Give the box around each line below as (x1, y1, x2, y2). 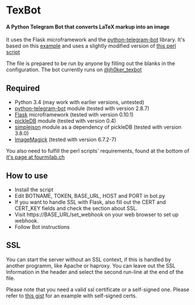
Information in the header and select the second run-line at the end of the (6, 268, 184, 275)
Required (6, 83, 40, 93)
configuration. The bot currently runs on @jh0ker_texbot (6, 66, 142, 73)
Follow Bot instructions (14, 224, 70, 231)
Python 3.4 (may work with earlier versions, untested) (14, 99, 145, 106)
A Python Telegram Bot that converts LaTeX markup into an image (6, 23, 170, 30)
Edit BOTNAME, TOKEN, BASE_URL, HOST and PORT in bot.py (14, 193, 166, 200)
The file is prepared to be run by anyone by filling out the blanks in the (6, 60, 176, 67)
